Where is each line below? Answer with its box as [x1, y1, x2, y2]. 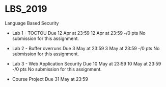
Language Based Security [5, 20, 59, 26]
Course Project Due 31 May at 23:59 [12, 76, 89, 82]
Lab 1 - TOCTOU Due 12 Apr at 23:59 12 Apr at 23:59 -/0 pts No [12, 30, 146, 36]
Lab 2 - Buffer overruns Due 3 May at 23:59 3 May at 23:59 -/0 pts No [12, 45, 160, 51]
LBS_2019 [5, 3, 47, 15]
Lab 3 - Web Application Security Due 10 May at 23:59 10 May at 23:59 [12, 60, 161, 67]
